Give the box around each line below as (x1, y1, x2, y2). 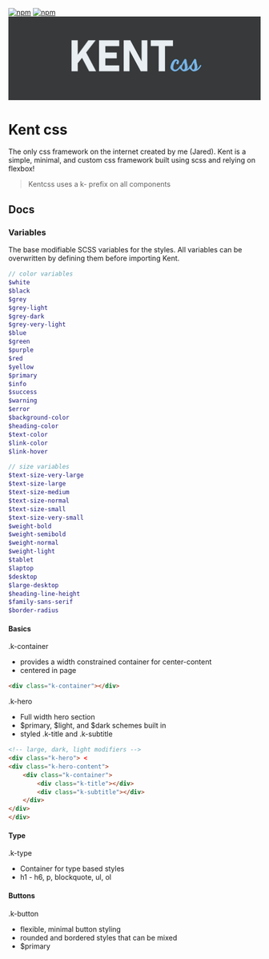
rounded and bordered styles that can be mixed (19, 933, 178, 942)
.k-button (8, 909, 39, 918)
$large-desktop (8, 581, 59, 589)
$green (8, 337, 30, 346)
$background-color (8, 413, 70, 422)
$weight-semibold (8, 530, 66, 538)
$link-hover (8, 447, 48, 456)
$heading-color (8, 421, 59, 430)
